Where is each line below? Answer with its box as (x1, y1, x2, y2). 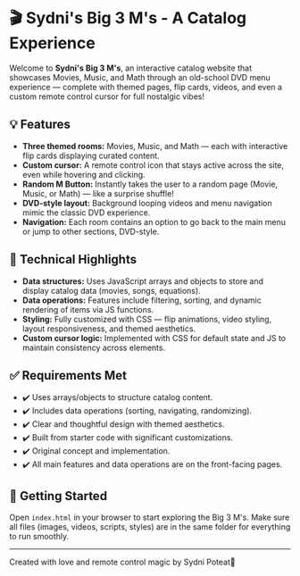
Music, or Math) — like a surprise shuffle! (21, 188, 174, 198)
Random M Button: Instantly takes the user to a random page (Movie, (21, 179, 279, 189)
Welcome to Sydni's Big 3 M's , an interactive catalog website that (9, 63, 253, 73)
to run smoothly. (9, 531, 70, 542)
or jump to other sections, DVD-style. (21, 226, 160, 237)
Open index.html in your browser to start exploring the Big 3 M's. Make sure (9, 512, 290, 523)
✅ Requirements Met (9, 368, 128, 383)
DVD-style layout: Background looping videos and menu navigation (21, 197, 272, 208)
